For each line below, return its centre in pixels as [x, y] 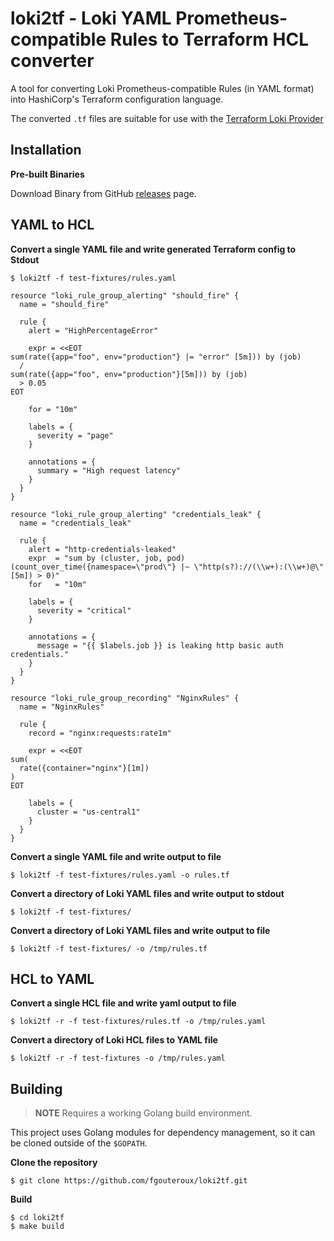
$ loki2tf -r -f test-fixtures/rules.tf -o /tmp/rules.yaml [138, 1022]
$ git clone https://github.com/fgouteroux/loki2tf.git [129, 1181]
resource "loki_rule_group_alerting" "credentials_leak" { [136, 514]
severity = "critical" [84, 610]
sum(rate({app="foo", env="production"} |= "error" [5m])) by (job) [156, 357]
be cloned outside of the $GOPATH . [79, 1143]
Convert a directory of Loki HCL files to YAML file [114, 1040]
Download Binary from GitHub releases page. [103, 193]
